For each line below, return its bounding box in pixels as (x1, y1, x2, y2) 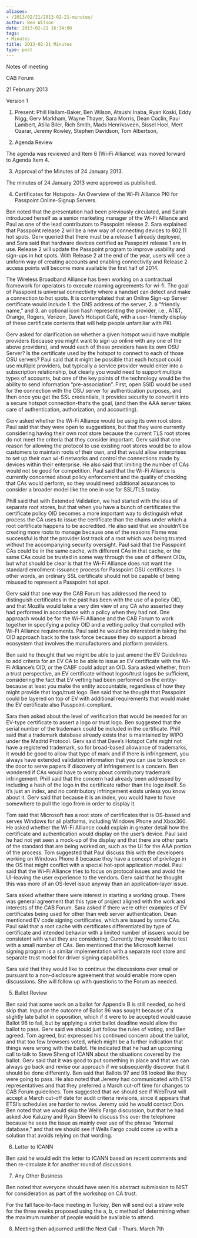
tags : (6, 31, 19, 36)
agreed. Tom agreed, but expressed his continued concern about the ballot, (6, 1032, 189, 1039)
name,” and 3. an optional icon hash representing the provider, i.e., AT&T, (6, 307, 183, 314)
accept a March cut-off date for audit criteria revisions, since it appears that (6, 1094, 190, 1101)
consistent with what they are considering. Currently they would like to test (6, 935, 188, 942)
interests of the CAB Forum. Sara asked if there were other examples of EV (6, 904, 187, 911)
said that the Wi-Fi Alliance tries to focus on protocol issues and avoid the (6, 868, 185, 875)
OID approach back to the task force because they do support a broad (6, 633, 176, 641)
